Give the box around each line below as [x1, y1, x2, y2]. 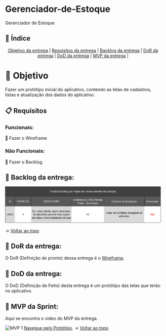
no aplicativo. [5, 288, 33, 294]
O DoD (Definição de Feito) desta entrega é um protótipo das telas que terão [5, 282, 161, 288]
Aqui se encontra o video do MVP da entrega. [5, 315, 98, 321]
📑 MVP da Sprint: [5, 302, 59, 311]
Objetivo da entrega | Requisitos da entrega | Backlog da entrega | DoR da [7, 47, 159, 53]
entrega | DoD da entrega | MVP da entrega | [37, 53, 129, 58]
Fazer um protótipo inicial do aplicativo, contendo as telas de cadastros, [5, 86, 152, 92]
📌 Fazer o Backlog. [5, 159, 43, 165]
